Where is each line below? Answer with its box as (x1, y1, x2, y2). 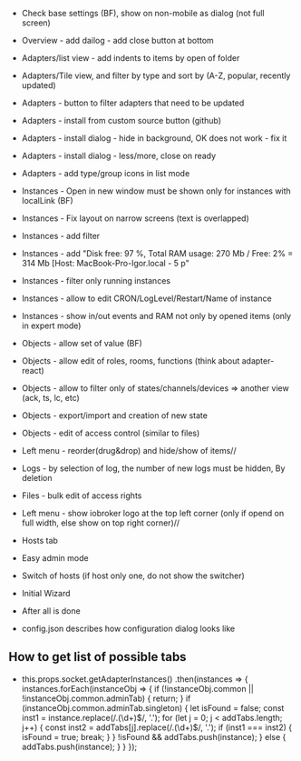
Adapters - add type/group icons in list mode (21, 168, 190, 178)
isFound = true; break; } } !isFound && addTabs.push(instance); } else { (21, 731, 286, 742)
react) (21, 365, 44, 375)
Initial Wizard (21, 588, 71, 598)
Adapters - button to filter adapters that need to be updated (21, 97, 245, 108)
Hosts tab (21, 536, 58, 546)
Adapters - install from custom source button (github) (21, 115, 222, 125)
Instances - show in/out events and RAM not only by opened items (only (21, 311, 292, 321)
